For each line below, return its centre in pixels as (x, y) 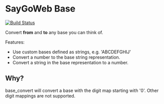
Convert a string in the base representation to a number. (70, 62)
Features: (15, 42)
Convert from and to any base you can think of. (54, 32)
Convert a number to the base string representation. (66, 57)
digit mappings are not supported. (40, 95)
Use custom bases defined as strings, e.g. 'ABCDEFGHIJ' (72, 52)
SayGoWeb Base (40, 9)
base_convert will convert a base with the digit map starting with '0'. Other (82, 90)
